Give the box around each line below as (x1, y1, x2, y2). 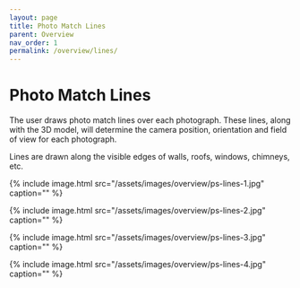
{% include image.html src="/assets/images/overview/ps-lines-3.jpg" (9, 232, 266, 243)
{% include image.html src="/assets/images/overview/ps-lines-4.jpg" (9, 259, 267, 270)
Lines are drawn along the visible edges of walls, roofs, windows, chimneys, (9, 152, 290, 162)
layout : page (9, 13, 58, 22)
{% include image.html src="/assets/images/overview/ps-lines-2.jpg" (9, 205, 266, 216)
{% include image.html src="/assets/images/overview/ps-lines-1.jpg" (9, 179, 265, 189)
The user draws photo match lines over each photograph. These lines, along (9, 115, 291, 126)
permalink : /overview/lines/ (9, 47, 118, 56)
